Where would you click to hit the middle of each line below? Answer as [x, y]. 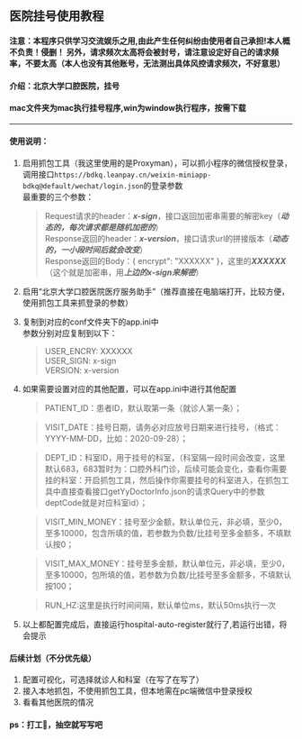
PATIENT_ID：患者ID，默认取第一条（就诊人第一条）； [143, 407]
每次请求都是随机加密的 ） [116, 227]
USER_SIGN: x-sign [80, 360]
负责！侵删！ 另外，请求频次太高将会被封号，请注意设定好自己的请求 [144, 51]
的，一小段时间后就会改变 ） [96, 250]
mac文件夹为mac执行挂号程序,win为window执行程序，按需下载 [128, 108]
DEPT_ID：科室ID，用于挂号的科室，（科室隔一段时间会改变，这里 [165, 457]
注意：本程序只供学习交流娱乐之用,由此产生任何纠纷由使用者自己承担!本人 [146, 41]
